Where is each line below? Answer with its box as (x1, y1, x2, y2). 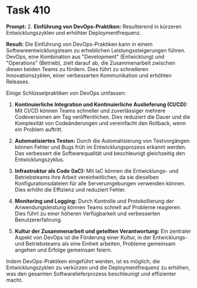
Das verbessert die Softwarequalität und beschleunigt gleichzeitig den (14, 149, 185, 156)
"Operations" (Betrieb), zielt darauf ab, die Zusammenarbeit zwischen (6, 59, 175, 66)
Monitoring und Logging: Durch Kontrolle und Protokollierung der (14, 197, 175, 205)
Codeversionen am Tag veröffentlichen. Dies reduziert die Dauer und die (14, 113, 191, 120)
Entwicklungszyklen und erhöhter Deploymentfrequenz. (6, 29, 142, 36)
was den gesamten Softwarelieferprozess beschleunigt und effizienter (6, 270, 176, 277)
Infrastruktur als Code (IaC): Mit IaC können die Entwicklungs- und (14, 167, 179, 174)
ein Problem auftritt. (14, 126, 63, 133)
